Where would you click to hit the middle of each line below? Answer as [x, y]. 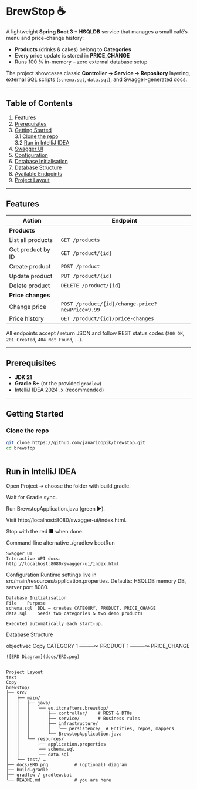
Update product [31, 276]
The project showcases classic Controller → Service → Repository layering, [98, 73]
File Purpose [26, 603]
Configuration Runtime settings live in [51, 575]
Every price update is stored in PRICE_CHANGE [72, 55]
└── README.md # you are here [59, 780]
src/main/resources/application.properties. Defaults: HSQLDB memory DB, [96, 581]
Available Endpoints [38, 173]
